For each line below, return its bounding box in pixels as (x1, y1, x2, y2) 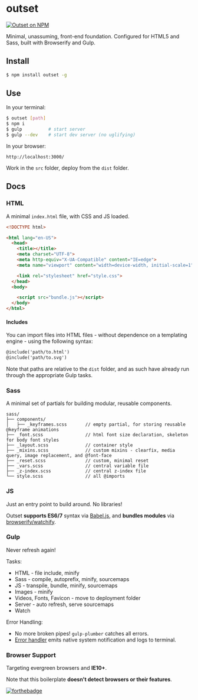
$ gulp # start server (6, 127, 85, 132)
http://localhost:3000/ (6, 154, 65, 160)
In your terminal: (6, 104, 46, 111)
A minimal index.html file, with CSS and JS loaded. (6, 212, 130, 220)
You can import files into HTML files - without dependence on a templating (6, 332, 187, 339)
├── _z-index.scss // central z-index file (6, 468, 146, 474)
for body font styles (6, 437, 60, 443)
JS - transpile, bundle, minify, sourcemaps (14, 582, 118, 589)
